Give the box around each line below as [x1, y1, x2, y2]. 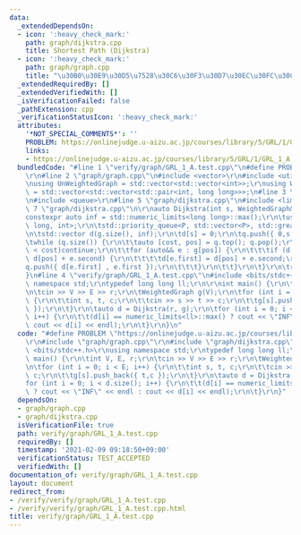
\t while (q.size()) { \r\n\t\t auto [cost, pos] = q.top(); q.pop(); [25, 238, 282, 247]
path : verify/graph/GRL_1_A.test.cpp [17, 429, 159, 438]
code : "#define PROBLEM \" [17, 329, 118, 338]
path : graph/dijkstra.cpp [25, 38, 123, 47]
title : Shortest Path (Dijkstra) [25, 47, 150, 55]
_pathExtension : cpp [17, 105, 94, 114]
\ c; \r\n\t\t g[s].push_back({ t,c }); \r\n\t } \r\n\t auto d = [25, 370, 254, 380]
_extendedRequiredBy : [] [17, 80, 110, 89]
